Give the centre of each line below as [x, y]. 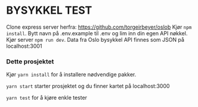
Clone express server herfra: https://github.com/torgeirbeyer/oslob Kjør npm [99, 27]
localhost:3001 [24, 46]
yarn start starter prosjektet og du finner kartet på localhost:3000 [88, 86]
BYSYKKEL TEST [49, 10]
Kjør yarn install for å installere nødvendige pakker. [71, 75]
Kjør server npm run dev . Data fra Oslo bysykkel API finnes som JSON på [95, 39]
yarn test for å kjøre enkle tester [47, 98]
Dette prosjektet [30, 62]
